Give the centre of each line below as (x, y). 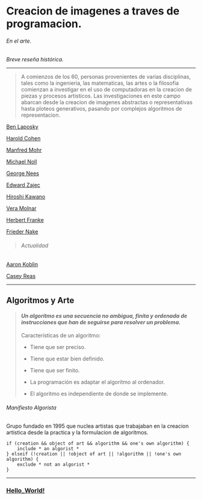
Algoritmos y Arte (40, 300)
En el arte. (19, 41)
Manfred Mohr (24, 150)
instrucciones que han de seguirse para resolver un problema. (101, 322)
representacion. (41, 115)
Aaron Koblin (22, 264)
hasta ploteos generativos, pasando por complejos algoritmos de (101, 109)
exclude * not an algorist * (54, 465)
